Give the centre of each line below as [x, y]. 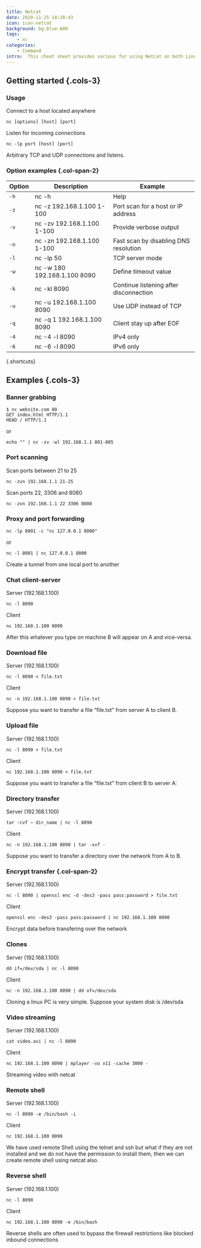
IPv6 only [126, 346]
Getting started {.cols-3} [53, 81]
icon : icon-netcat [29, 23]
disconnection [133, 292]
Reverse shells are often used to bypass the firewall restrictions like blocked [100, 1233]
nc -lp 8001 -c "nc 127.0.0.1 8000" [52, 531]
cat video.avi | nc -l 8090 [41, 1041]
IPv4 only [126, 337]
